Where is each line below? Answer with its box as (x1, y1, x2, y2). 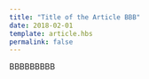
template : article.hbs (9, 29, 93, 38)
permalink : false (9, 37, 74, 47)
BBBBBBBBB (9, 61, 56, 72)
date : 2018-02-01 (9, 21, 74, 30)
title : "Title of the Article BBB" (9, 12, 141, 22)
